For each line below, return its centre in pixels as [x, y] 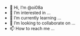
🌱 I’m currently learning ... [35, 18]
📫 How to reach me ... [32, 28]
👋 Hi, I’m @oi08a [26, 8]
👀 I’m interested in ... [30, 13]
